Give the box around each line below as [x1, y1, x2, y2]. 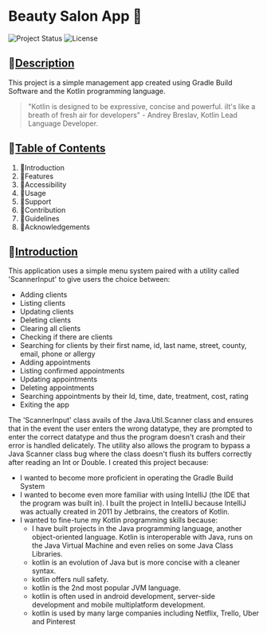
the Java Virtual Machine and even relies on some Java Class [31, 541, 234, 550]
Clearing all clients [19, 324, 81, 334]
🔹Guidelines [19, 213, 60, 223]
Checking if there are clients [19, 332, 113, 342]
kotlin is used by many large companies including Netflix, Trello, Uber [31, 608, 260, 618]
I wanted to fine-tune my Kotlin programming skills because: [19, 515, 218, 525]
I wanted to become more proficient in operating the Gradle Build [19, 473, 234, 483]
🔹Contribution [19, 205, 66, 214]
